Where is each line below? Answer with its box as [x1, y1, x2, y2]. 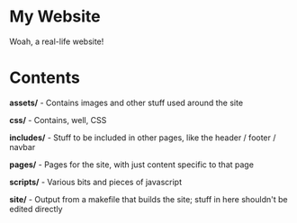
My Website [9, 6, 101, 27]
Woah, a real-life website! [9, 36, 104, 47]
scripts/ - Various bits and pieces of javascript [9, 176, 183, 187]
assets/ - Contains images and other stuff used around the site [9, 97, 244, 108]
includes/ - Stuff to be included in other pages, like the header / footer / [9, 132, 276, 143]
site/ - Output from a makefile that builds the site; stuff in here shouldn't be [9, 193, 288, 204]
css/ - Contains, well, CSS [9, 114, 107, 125]
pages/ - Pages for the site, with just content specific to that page [9, 159, 255, 170]
